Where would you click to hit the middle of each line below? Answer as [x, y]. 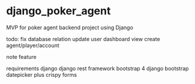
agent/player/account [33, 45]
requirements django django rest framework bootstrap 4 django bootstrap [97, 68]
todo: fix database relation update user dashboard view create [83, 39]
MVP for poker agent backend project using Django [70, 27]
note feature [22, 57]
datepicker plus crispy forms [41, 74]
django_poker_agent [58, 11]
